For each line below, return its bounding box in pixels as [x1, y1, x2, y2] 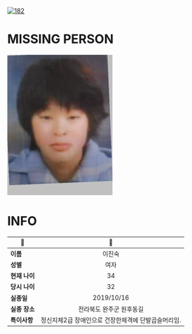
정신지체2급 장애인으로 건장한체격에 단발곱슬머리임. [41, 316, 181, 324]
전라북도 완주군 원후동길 [78, 305, 144, 313]
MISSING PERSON [7, 32, 114, 47]
